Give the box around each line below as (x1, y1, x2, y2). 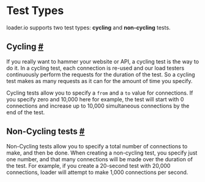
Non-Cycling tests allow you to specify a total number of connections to (6, 142, 188, 150)
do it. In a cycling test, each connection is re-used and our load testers (6, 64, 185, 71)
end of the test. (6, 108, 45, 116)
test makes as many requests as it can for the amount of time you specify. (6, 77, 193, 84)
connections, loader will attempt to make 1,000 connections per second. (6, 169, 188, 176)
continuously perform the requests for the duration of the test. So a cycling (6, 71, 195, 78)
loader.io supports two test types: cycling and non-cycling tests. (6, 24, 171, 31)
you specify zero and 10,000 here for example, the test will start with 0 (6, 95, 184, 103)
